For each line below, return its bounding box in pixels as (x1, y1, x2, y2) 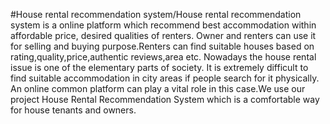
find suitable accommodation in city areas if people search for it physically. (10, 72, 320, 84)
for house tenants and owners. (10, 104, 137, 116)
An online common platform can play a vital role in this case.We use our (10, 83, 306, 94)
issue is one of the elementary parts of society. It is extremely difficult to (10, 62, 309, 73)
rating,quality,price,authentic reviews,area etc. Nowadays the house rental (10, 51, 317, 63)
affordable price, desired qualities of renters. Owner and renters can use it (10, 30, 317, 41)
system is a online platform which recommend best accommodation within (10, 19, 317, 31)
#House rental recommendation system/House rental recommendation (10, 9, 302, 20)
